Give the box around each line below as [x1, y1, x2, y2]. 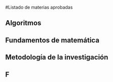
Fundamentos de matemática [5, 36, 100, 44]
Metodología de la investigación [5, 53, 108, 62]
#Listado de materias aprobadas [5, 5, 73, 10]
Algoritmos [5, 19, 42, 27]
